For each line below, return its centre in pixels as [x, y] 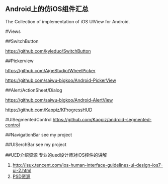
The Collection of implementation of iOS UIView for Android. [67, 21]
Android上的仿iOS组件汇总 [47, 9]
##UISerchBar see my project [36, 144]
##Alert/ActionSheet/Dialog [34, 90]
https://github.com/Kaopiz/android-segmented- [102, 119]
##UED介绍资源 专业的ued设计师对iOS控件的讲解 [56, 155]
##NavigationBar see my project [39, 134]
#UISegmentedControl [28, 119]
